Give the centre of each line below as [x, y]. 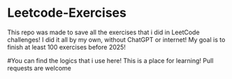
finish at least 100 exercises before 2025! [66, 47]
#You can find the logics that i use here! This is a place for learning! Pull [110, 60]
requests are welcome [39, 68]
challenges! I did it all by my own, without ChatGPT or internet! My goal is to [116, 39]
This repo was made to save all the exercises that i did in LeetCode [104, 32]
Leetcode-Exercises [67, 13]
